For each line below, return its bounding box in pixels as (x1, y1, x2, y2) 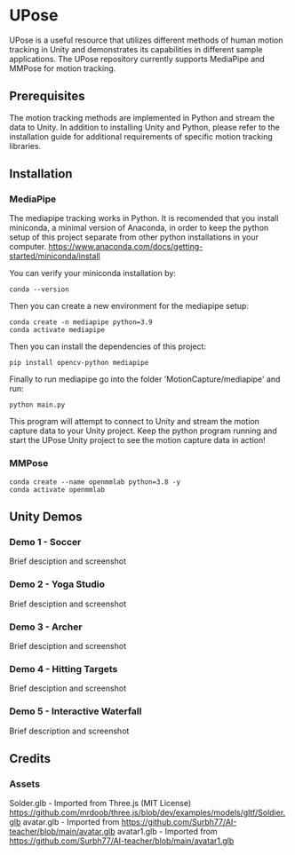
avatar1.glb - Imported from (116, 827, 218, 837)
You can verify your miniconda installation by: (9, 268, 176, 279)
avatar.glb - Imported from (22, 817, 120, 827)
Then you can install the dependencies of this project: (9, 341, 207, 352)
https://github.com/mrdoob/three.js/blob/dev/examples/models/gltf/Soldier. (9, 807, 286, 818)
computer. (9, 241, 47, 252)
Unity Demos (9, 510, 83, 525)
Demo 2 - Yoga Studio (9, 578, 105, 590)
